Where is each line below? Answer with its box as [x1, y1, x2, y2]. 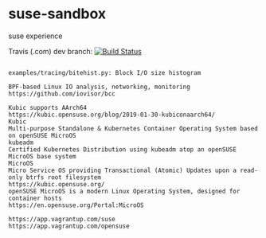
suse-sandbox [8, 5, 107, 23]
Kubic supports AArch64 [8, 103, 88, 111]
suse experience [8, 31, 63, 41]
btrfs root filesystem [25, 173, 102, 181]
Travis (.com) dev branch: [8, 46, 93, 56]
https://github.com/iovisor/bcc [8, 89, 115, 98]
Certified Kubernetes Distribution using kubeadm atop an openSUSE [8, 145, 237, 154]
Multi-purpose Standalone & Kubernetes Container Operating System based [8, 124, 259, 132]
